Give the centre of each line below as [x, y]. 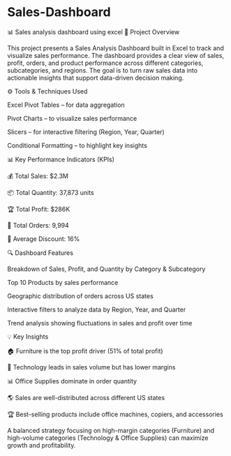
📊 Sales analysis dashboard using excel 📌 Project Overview [94, 31]
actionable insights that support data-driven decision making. [96, 78]
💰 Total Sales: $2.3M [38, 176]
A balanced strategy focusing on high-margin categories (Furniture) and [111, 430]
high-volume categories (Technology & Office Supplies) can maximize [108, 438]
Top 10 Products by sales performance [63, 282]
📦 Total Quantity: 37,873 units [51, 192]
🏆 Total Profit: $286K [39, 209]
